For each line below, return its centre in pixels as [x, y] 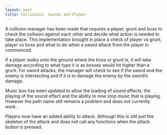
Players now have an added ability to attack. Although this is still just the [79, 116]
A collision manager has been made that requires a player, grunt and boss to [84, 28]
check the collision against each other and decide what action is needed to [82, 34]
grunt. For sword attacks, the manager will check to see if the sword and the [84, 70]
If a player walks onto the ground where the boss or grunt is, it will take [78, 59]
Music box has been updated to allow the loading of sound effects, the [78, 90]
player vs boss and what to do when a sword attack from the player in [77, 44]
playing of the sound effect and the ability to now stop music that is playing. [83, 96]
